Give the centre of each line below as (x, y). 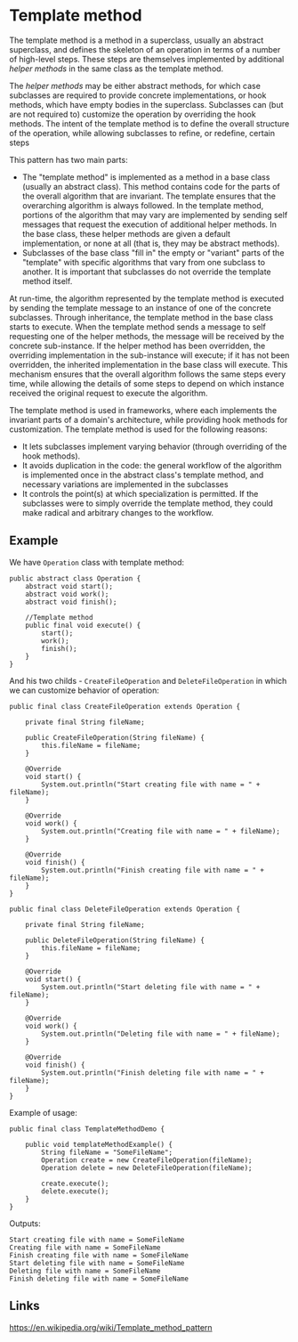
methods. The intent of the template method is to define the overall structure (149, 123)
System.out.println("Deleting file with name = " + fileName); (161, 1034)
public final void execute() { (83, 625)
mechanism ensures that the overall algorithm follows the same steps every (148, 374)
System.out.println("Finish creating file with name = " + (153, 870)
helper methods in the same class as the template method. (117, 69)
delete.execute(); (75, 1191)
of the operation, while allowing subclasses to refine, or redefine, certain (142, 133)
